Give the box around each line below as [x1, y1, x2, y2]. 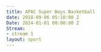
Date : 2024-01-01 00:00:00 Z [6, 20, 79, 26]
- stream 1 [6, 31, 34, 37]
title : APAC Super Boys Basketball [6, 8, 96, 15]
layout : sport [6, 36, 42, 42]
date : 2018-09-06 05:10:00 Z [6, 14, 79, 20]
